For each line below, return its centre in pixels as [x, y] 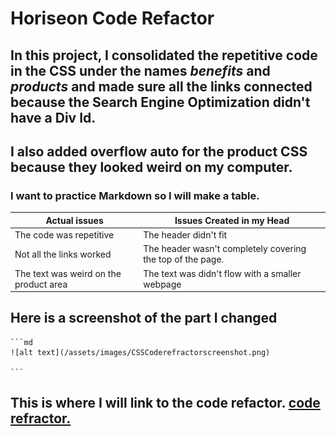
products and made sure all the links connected [161, 86]
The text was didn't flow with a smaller [222, 273]
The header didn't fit [185, 235]
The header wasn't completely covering [225, 249]
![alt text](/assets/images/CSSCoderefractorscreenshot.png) [140, 352]
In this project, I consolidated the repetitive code [164, 55]
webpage [162, 284]
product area [41, 284]
